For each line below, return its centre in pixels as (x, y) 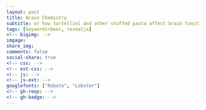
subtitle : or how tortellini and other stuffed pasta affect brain (94, 23)
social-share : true (31, 57)
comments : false (27, 52)
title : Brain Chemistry (37, 18)
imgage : (16, 40)
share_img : (20, 46)
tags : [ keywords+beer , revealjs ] (49, 29)
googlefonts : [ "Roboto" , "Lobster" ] (53, 86)
